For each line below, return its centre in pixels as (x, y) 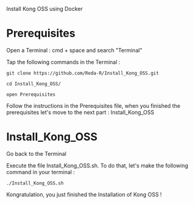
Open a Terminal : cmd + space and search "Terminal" (74, 50)
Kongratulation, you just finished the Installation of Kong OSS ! (84, 194)
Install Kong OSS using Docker (45, 9)
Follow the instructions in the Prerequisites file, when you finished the (93, 105)
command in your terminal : (40, 172)
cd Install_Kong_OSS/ (34, 84)
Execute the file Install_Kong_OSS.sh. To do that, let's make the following (97, 165)
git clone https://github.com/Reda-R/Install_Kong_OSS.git (83, 73)
